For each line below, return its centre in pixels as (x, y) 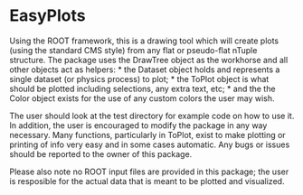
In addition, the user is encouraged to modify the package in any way (138, 125)
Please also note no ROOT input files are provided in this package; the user (149, 172)
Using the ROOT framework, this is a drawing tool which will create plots (144, 41)
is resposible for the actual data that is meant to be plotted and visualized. (147, 181)
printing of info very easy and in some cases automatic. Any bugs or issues (150, 144)
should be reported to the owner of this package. (101, 153)
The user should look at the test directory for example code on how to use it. (152, 116)
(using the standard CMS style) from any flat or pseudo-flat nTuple (133, 50)
